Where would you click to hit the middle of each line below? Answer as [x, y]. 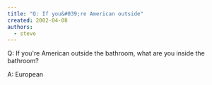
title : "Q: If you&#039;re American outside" [75, 14]
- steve [25, 33]
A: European [25, 74]
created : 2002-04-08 [38, 20]
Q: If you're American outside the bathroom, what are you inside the [106, 53]
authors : [20, 27]
